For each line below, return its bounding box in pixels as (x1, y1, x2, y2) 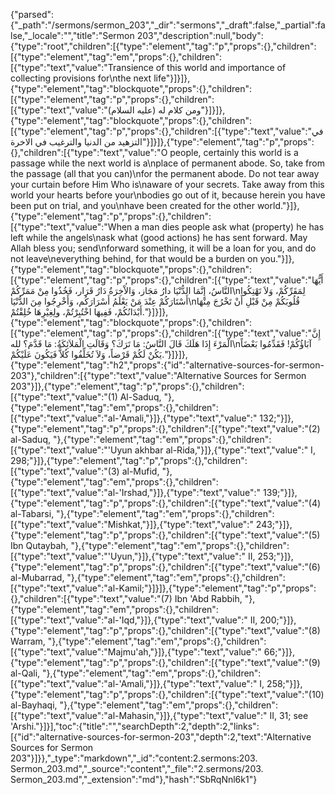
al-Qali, (10, 667, 41, 679)
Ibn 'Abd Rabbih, (174, 593, 243, 604)
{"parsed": (10, 9, 55, 20)
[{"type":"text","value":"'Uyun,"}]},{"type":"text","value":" (10, 550, 247, 562)
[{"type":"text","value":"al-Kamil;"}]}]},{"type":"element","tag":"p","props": (10, 582, 317, 594)
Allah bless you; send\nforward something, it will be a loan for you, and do (10, 242, 317, 254)
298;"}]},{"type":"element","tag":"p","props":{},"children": (10, 455, 248, 466)
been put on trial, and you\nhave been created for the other (10, 200, 255, 211)
